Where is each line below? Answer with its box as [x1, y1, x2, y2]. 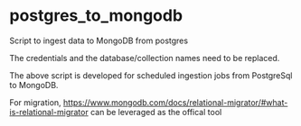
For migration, [9, 96, 61, 108]
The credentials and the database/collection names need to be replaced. [9, 52, 280, 63]
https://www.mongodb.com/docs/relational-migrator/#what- [62, 96, 288, 108]
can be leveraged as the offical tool [89, 106, 222, 117]
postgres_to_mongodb [9, 5, 183, 26]
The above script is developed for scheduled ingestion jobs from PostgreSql [9, 69, 293, 81]
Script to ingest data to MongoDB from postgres [9, 35, 188, 46]
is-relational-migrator [9, 106, 89, 117]
